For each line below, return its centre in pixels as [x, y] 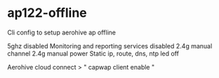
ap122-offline [47, 13]
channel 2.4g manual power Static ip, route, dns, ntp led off [93, 53]
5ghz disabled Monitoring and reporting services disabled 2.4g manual [110, 46]
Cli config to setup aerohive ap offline [62, 32]
